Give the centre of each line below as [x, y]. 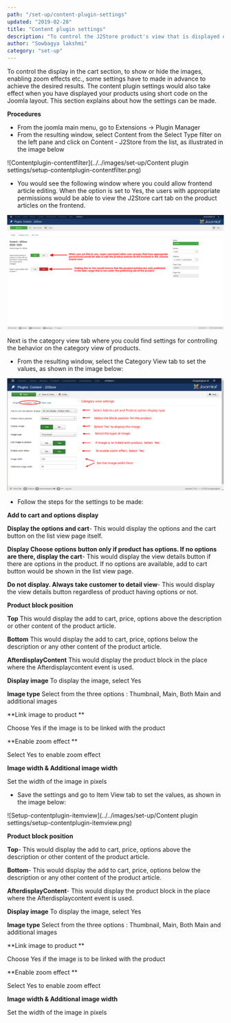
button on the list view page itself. [55, 536]
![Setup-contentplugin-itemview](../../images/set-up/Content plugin [102, 816]
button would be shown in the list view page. [70, 571]
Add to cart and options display [53, 515]
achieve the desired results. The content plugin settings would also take [109, 86]
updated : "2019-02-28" [40, 22]
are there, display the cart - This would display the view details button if [109, 557]
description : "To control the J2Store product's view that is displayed [113, 37]
